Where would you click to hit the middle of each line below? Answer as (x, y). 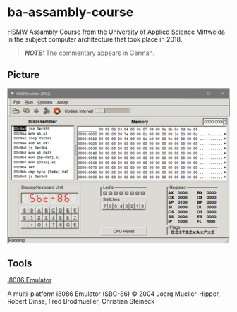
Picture (24, 75)
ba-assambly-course (71, 12)
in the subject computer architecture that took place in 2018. (95, 39)
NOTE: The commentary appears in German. (90, 53)
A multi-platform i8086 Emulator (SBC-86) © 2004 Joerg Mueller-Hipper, (114, 294)
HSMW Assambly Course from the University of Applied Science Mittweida (116, 32)
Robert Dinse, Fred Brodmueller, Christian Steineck (81, 301)
